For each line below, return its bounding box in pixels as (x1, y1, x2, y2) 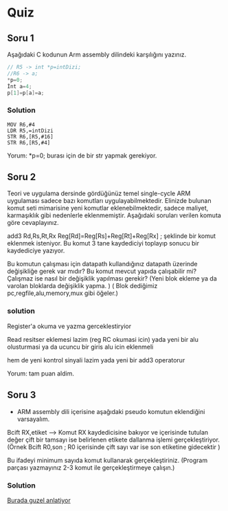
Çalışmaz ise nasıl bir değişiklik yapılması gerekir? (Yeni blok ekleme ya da (7, 274, 218, 283)
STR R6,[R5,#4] (7, 139, 51, 146)
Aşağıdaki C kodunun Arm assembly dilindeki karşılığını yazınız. (7, 50, 187, 58)
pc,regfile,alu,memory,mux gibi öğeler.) (7, 289, 119, 297)
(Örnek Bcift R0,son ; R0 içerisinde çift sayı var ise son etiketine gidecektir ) (7, 442, 221, 451)
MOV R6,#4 (7, 121, 36, 128)
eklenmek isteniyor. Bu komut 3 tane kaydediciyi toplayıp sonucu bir (7, 239, 200, 248)
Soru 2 (7, 171, 36, 183)
